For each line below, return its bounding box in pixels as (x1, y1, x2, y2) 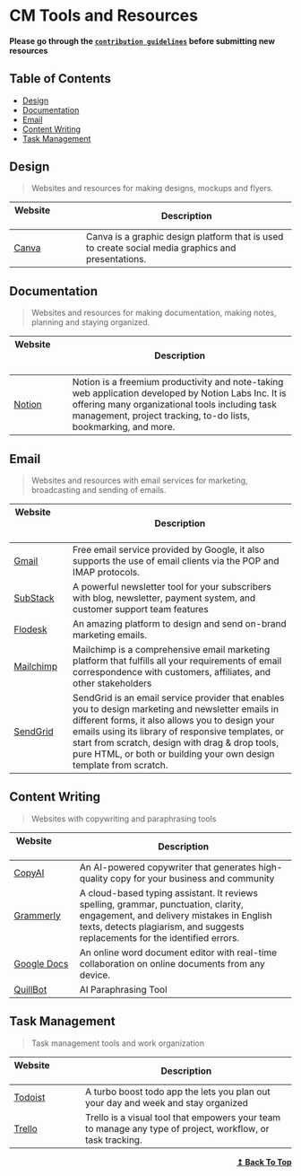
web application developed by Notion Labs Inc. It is (72, 387, 287, 399)
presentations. (85, 253, 147, 266)
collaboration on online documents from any (79, 957, 266, 970)
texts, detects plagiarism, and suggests (79, 920, 245, 933)
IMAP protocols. (73, 566, 141, 579)
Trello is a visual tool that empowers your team (84, 1110, 281, 1123)
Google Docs (13, 957, 69, 970)
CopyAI (13, 866, 45, 879)
